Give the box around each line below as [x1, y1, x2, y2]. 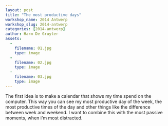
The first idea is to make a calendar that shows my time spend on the [5, 93, 152, 99]
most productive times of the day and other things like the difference [5, 103, 151, 110]
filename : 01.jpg [14, 46, 52, 51]
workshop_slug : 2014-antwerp [5, 22, 68, 27]
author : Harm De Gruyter [5, 31, 59, 36]
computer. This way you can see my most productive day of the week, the [5, 98, 162, 104]
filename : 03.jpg [14, 74, 52, 79]
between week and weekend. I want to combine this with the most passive [5, 109, 163, 115]
